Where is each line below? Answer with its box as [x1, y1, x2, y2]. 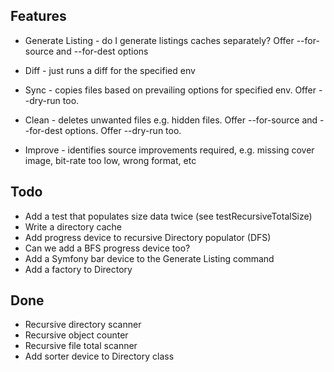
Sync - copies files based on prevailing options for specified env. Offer [24, 84, 317, 96]
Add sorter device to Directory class [24, 350, 175, 363]
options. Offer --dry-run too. [64, 124, 182, 136]
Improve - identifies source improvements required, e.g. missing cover [24, 144, 315, 156]
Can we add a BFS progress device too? [24, 242, 191, 254]
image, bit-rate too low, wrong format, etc [24, 154, 197, 166]
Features [10, 8, 67, 25]
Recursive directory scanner [24, 319, 142, 331]
